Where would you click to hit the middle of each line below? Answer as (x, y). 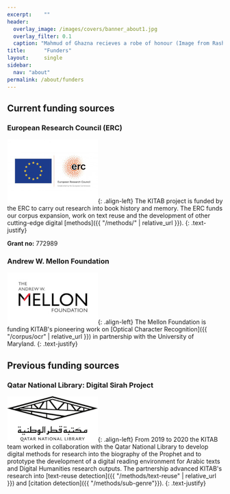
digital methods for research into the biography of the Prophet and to (104, 454)
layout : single (35, 58)
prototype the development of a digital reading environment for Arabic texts (114, 461)
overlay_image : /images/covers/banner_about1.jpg (85, 29)
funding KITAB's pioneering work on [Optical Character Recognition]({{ (107, 329)
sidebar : (20, 65)
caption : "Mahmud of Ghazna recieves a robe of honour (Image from (112, 44)
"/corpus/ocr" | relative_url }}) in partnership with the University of (101, 337)
